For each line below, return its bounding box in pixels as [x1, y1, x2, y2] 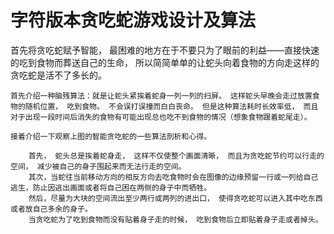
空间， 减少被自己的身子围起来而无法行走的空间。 [10, 161, 187, 171]
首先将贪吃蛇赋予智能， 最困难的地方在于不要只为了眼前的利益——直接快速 [10, 44, 320, 56]
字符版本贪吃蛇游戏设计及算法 [10, 9, 257, 32]
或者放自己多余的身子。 [10, 204, 93, 214]
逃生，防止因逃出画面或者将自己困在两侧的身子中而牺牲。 [10, 182, 212, 193]
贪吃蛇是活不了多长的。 [10, 69, 107, 81]
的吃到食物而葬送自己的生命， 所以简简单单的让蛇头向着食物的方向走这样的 [10, 56, 320, 68]
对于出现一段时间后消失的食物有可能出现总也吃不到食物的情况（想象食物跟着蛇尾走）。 [10, 112, 312, 122]
